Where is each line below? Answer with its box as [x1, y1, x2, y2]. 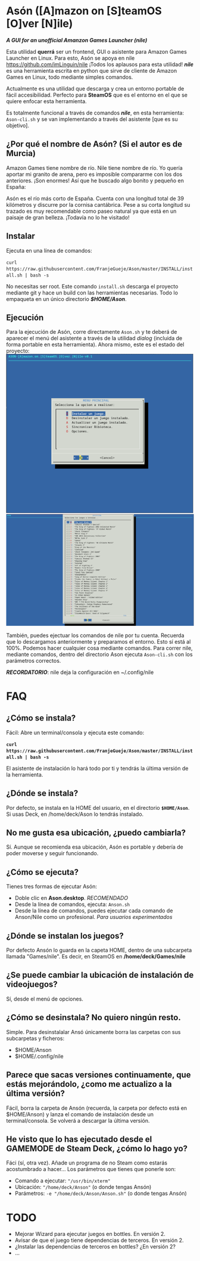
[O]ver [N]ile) [6, 17, 73, 30]
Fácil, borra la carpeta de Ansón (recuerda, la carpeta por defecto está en [6, 1104, 187, 1111]
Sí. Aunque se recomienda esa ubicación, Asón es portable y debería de [6, 843, 183, 850]
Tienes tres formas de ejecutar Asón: [6, 883, 97, 890]
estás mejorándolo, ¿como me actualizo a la [6, 1079, 172, 1089]
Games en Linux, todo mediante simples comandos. [6, 73, 133, 80]
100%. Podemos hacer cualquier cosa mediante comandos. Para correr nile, [6, 644, 193, 651]
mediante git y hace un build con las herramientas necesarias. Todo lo [6, 289, 179, 296]
